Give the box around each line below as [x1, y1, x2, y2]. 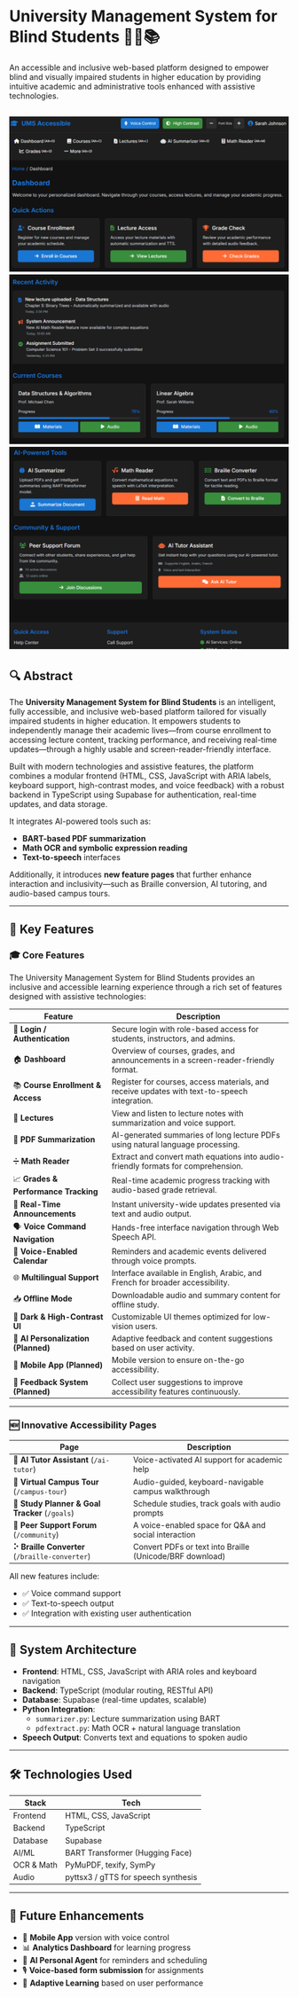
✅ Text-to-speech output [21, 1598, 114, 1609]
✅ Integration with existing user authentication [21, 1608, 192, 1618]
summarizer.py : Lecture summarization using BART [35, 1713, 221, 1724]
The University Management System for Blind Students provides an [9, 973, 255, 983]
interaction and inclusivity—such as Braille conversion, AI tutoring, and [9, 878, 268, 889]
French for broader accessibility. [111, 1277, 231, 1288]
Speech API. [111, 1232, 157, 1242]
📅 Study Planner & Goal [12, 1498, 101, 1508]
